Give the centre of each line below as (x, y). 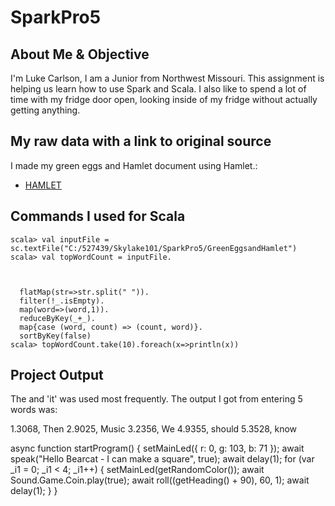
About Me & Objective (80, 54)
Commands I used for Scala (98, 216)
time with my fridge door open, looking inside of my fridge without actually (164, 99)
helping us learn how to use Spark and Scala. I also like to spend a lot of (158, 89)
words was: (34, 410)
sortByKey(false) (55, 336)
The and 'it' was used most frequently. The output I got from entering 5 (156, 399)
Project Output (57, 375)
